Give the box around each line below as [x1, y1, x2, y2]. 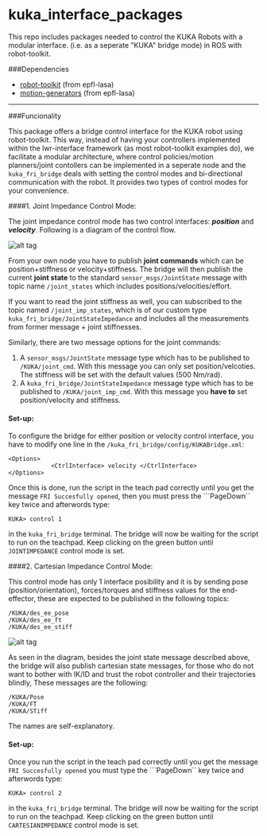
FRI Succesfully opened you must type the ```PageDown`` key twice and [8, 766, 244, 775]
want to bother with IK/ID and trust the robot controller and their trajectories [8, 670, 256, 679]
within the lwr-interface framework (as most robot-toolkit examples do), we [8, 143, 254, 153]
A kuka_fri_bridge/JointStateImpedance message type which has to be [19, 378, 254, 388]
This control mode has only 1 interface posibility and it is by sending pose [8, 577, 249, 587]
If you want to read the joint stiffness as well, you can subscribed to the [8, 296, 242, 306]
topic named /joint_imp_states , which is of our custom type [8, 305, 207, 314]
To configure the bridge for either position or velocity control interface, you [8, 432, 254, 441]
